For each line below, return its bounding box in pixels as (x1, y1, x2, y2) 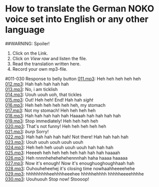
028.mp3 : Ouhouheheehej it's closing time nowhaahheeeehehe (5, 165, 135, 172)
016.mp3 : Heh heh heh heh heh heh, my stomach (5, 102, 106, 108)
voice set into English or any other (5, 13, 149, 25)
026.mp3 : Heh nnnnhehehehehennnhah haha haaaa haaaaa (5, 155, 128, 161)
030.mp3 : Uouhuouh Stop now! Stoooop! (5, 176, 89, 182)
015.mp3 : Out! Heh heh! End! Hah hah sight (5, 96, 93, 102)
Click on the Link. (12, 50, 48, 56)
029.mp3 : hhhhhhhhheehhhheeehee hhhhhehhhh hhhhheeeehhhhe (5, 171, 144, 177)
